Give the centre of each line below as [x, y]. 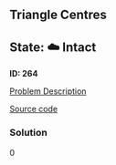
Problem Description [48, 91]
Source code [33, 109]
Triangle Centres [58, 15]
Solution [29, 133]
